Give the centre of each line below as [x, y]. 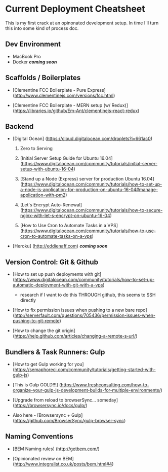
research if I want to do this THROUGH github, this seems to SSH [88, 295]
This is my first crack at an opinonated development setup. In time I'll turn [82, 23]
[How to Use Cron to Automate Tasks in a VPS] [69, 226]
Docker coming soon [35, 62]
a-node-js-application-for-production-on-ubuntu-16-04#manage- [89, 190]
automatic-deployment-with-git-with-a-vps [58, 285]
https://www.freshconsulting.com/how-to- [105, 385]
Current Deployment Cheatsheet [75, 9]
